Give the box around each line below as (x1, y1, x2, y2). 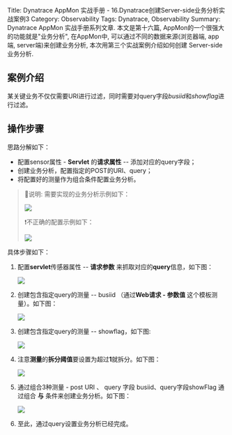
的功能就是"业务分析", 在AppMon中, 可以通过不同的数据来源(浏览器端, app (7, 32, 219, 40)
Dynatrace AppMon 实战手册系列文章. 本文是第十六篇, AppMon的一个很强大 (7, 24, 225, 31)
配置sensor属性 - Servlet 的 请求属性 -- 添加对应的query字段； (17, 158, 196, 166)
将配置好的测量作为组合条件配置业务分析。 (17, 175, 140, 183)
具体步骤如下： (7, 247, 50, 256)
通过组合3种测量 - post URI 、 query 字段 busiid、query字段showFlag (17, 383, 217, 391)
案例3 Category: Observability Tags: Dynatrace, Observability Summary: (13, 15, 221, 23)
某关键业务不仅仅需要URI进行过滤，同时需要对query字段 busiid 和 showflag (7, 91, 219, 100)
